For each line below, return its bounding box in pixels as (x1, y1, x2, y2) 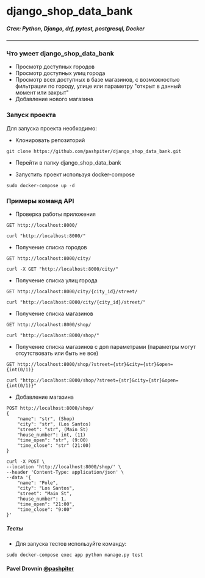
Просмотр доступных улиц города (15, 70, 106, 77)
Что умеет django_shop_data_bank (6, 49, 114, 58)
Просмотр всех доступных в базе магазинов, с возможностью (15, 76, 180, 84)
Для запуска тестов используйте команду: (15, 540, 127, 548)
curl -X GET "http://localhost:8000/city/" (6, 266, 119, 273)
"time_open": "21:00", (17, 501, 75, 507)
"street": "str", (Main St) (17, 427, 88, 433)
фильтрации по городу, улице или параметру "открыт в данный (15, 82, 181, 90)
